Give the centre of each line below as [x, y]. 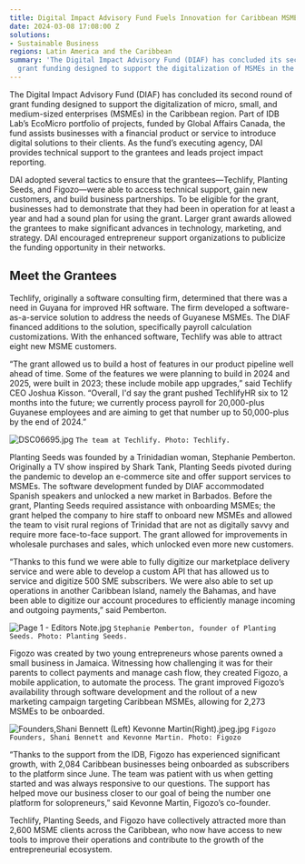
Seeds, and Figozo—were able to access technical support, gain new [138, 189]
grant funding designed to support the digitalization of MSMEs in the [156, 69]
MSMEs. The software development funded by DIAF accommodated [137, 486]
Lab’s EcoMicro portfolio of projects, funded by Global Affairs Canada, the [148, 123]
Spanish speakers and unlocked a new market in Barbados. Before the [141, 496]
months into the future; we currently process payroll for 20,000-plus [137, 402]
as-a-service [34, 317]
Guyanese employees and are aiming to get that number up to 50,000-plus [149, 412]
